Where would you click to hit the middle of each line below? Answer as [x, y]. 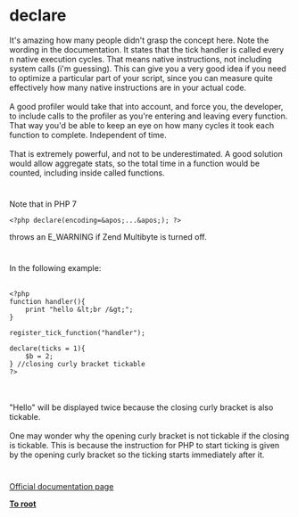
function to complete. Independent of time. [88, 135]
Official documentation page [62, 486]
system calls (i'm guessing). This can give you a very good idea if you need [148, 69]
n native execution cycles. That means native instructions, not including [141, 59]
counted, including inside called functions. [87, 172]
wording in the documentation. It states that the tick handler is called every [147, 49]
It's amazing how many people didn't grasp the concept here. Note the [139, 40]
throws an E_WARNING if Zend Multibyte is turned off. [108, 237]
